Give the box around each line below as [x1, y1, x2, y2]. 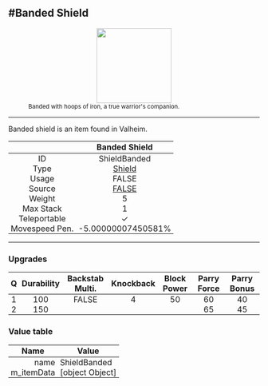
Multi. [74, 283, 97, 294]
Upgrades [8, 253, 48, 265]
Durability [21, 277, 60, 289]
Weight [29, 193, 56, 204]
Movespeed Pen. [10, 223, 74, 234]
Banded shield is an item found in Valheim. [8, 124, 148, 133]
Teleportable [18, 213, 66, 224]
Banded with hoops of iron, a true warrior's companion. [28, 102, 180, 110]
